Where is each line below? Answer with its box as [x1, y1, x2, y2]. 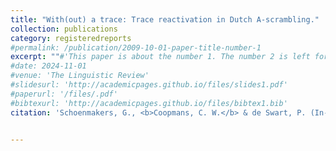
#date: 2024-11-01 [10, 61, 87, 71]
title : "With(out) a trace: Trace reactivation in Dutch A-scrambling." [10, 14, 320, 25]
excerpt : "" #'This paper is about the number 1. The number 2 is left [10, 52, 311, 62]
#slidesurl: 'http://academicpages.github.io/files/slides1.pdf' [10, 80, 288, 90]
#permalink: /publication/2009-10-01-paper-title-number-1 [10, 42, 262, 53]
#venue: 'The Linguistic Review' [10, 71, 150, 81]
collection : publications [10, 24, 118, 34]
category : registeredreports [10, 33, 132, 43]
